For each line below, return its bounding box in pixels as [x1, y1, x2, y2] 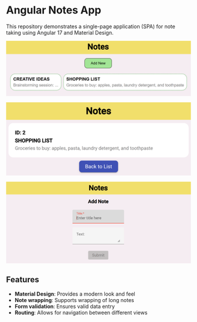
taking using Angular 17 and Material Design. [6, 29, 114, 36]
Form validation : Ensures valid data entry [14, 303, 116, 310]
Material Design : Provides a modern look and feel [14, 290, 135, 297]
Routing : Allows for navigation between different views [14, 309, 148, 316]
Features [6, 275, 39, 285]
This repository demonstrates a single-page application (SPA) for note [6, 23, 176, 30]
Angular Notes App [6, 4, 101, 17]
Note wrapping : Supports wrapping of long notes [14, 296, 134, 303]
